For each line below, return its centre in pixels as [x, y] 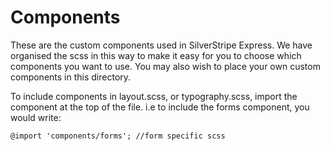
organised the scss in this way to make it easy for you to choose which [156, 55]
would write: [36, 117]
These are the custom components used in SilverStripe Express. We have [161, 45]
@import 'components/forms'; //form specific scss [118, 136]
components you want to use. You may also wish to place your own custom [165, 66]
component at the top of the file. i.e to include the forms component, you [160, 107]
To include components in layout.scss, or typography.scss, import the [154, 96]
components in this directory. [71, 77]
